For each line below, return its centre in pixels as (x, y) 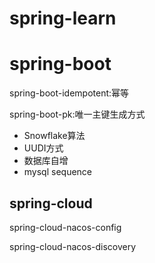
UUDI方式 (43, 148)
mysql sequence (58, 172)
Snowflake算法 (54, 136)
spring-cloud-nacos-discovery (73, 246)
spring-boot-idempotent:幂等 (69, 93)
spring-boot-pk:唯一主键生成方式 (77, 114)
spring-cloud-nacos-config (65, 227)
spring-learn (63, 18)
